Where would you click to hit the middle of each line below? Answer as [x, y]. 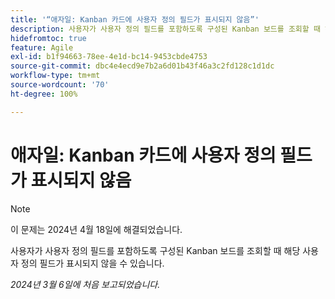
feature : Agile [42, 47]
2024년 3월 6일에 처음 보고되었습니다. [85, 284]
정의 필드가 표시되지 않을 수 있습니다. [92, 263]
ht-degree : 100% [44, 94]
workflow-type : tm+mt [55, 76]
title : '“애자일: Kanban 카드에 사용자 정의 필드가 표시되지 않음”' [135, 19]
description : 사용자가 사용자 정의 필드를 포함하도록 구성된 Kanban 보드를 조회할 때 [165, 29]
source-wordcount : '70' [60, 85]
